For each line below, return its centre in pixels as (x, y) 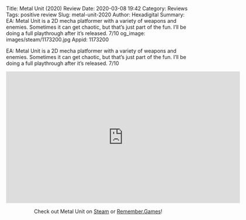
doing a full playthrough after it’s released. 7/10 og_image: (76, 33)
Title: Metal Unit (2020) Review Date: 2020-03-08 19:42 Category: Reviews (97, 8)
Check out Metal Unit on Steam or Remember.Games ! (98, 211)
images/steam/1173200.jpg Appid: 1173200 (58, 39)
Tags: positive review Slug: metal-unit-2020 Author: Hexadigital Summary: (96, 15)
